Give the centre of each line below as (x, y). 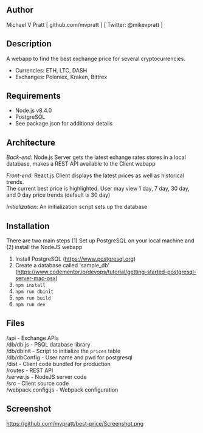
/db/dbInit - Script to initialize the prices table (64, 351)
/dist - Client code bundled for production (58, 364)
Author (20, 10)
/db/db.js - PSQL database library (48, 344)
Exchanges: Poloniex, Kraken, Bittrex (61, 77)
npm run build (33, 298)
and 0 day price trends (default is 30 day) (58, 195)
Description (29, 44)
